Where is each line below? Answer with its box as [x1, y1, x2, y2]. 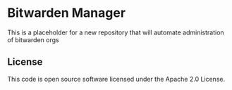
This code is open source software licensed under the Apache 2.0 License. [7, 75, 226, 83]
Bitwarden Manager [7, 5, 126, 21]
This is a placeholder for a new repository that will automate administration [7, 28, 224, 37]
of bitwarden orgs [7, 35, 59, 44]
